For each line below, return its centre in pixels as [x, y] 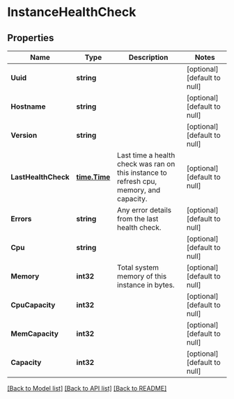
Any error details [145, 210]
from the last [138, 219]
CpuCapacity [33, 305]
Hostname [28, 107]
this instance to [142, 173]
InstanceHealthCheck [72, 12]
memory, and [139, 190]
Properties [31, 38]
